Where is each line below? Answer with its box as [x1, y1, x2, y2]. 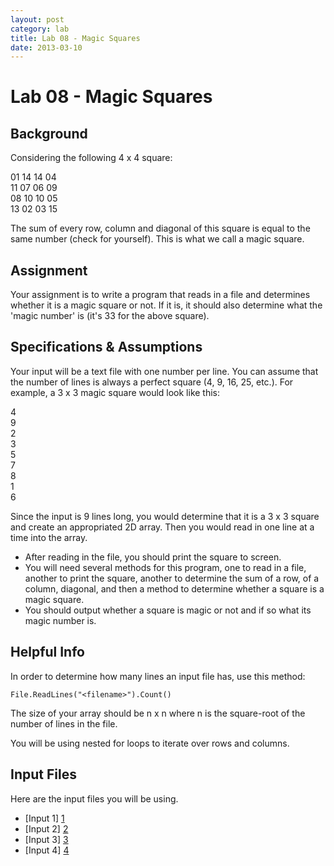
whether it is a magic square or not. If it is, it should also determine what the [10, 299, 323, 311]
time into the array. [10, 531, 88, 543]
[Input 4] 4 [24, 844, 70, 856]
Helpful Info [10, 644, 85, 661]
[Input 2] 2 [24, 822, 69, 835]
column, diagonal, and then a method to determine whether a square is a [24, 582, 325, 595]
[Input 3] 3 [24, 833, 69, 845]
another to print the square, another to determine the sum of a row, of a [24, 572, 320, 584]
